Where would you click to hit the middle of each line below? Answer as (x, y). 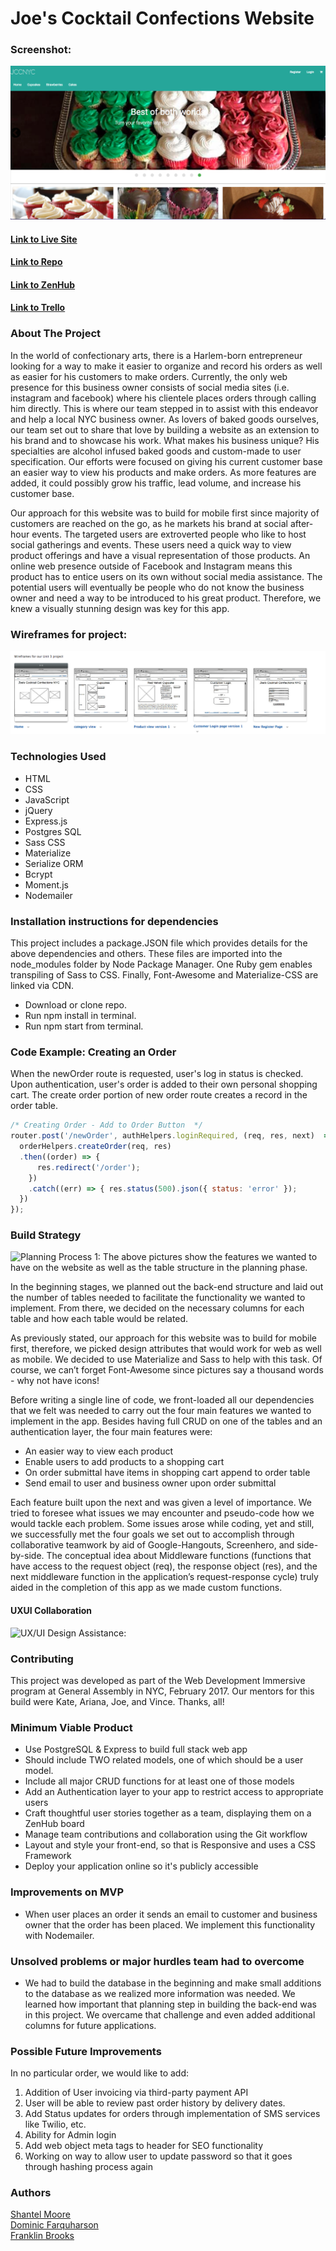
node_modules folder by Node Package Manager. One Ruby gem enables (161, 964)
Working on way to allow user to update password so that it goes (158, 2156)
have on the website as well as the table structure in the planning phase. (159, 1268)
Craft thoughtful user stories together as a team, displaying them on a (168, 1813)
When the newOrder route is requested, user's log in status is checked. (157, 1074)
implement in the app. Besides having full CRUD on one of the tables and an (166, 1421)
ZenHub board (54, 1824)
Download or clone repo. (76, 1005)
